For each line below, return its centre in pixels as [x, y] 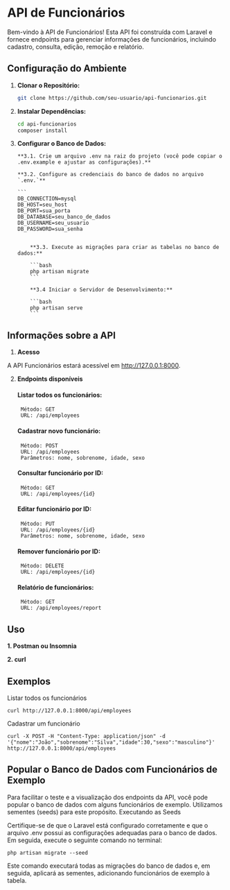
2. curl [17, 660]
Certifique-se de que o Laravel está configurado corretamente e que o [108, 825]
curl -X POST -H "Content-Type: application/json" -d [87, 737]
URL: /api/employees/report [61, 608]
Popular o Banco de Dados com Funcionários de [113, 770]
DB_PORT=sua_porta [44, 211]
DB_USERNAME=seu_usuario [53, 223]
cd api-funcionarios [47, 124]
